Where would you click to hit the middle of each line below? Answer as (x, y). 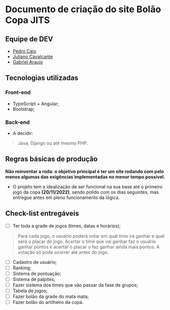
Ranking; (22, 268)
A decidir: (23, 133)
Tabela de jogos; (30, 291)
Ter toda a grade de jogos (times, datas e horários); (67, 226)
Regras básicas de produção (51, 159)
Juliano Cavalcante (33, 57)
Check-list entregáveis (42, 214)
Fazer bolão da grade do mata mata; (51, 297)
